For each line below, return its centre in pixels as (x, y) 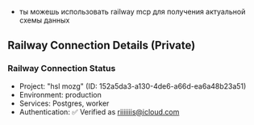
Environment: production (60, 94)
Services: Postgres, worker (64, 103)
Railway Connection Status (62, 69)
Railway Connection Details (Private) (102, 46)
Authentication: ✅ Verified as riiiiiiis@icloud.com (99, 111)
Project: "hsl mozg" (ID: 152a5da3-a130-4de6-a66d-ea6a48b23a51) (133, 86)
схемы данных (44, 20)
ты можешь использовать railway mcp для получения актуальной (132, 12)
